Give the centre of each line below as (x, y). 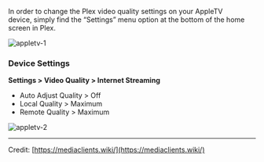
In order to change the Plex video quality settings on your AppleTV (115, 11)
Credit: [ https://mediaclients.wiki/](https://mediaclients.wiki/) (107, 150)
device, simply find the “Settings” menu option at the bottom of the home (126, 20)
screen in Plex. (32, 28)
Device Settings (39, 63)
